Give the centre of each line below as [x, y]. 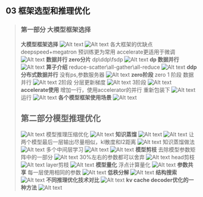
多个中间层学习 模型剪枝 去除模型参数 [118, 149]
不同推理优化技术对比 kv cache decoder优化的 [117, 180]
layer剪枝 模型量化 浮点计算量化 [98, 164]
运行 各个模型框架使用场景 [66, 97]
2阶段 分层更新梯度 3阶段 [102, 82]
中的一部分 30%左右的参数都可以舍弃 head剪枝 [110, 157]
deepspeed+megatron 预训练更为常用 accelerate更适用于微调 [98, 52]
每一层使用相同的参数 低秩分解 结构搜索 [102, 172]
